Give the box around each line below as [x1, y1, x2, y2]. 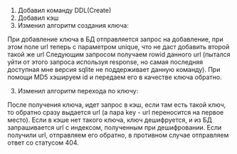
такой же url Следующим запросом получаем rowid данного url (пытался [7, 50, 231, 58]
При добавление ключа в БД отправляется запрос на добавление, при [7, 35, 223, 43]
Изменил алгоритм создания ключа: [17, 21, 130, 29]
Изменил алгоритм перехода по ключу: [17, 87, 139, 95]
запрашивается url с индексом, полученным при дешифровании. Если [7, 123, 222, 131]
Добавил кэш [17, 14, 59, 22]
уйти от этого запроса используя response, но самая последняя [7, 58, 204, 66]
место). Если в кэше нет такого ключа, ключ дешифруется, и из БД [7, 115, 212, 124]
